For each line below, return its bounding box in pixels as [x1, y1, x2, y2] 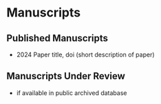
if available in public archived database [16, 88, 127, 97]
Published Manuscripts [6, 32, 108, 44]
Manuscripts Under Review [6, 70, 125, 82]
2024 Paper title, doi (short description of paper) [16, 50, 155, 59]
